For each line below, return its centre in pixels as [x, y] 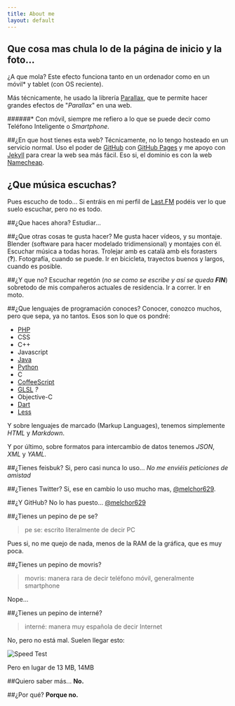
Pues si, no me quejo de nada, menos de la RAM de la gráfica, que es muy [115, 543]
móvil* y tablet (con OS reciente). [55, 84]
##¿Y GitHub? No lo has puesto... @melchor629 [76, 503]
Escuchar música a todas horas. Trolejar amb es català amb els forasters [112, 251]
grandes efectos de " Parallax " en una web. [69, 106]
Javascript [33, 352]
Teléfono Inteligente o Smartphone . [59, 127]
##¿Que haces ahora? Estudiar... [54, 223]
